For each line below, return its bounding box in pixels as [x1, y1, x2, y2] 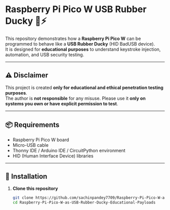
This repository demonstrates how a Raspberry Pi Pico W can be [5, 35, 141, 41]
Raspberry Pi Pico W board [12, 137, 69, 143]
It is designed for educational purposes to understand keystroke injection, [5, 46, 161, 52]
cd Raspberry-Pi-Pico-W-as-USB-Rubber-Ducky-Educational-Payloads [12, 200, 156, 205]
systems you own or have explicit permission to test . [5, 100, 118, 107]
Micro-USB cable [12, 142, 49, 148]
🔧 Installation [5, 172, 48, 181]
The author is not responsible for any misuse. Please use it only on [5, 95, 146, 101]
